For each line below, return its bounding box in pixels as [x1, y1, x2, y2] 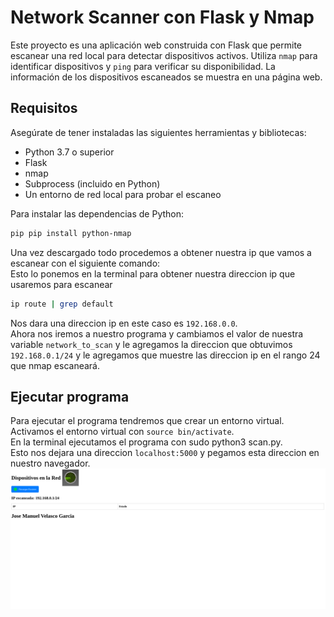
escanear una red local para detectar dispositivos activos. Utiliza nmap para [10, 49, 318, 61]
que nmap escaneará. [10, 359, 101, 371]
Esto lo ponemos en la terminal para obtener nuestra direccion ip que [10, 267, 296, 280]
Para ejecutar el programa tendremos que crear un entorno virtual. [10, 415, 285, 427]
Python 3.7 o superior [24, 146, 115, 158]
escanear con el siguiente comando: [10, 257, 161, 269]
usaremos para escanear [10, 278, 113, 290]
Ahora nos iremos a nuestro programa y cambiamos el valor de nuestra [10, 327, 304, 340]
